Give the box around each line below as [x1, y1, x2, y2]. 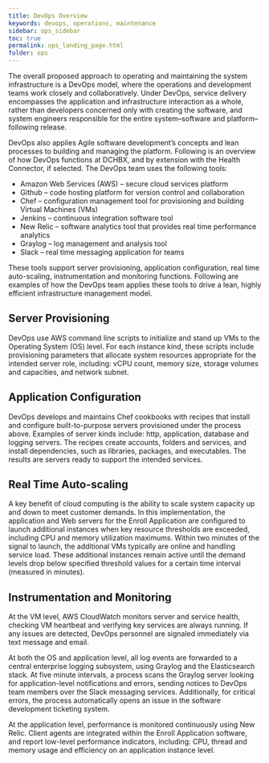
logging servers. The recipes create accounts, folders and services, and [8, 437, 247, 447]
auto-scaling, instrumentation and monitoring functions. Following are [8, 271, 239, 281]
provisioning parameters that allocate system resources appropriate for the [8, 350, 257, 360]
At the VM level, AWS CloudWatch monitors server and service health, [8, 612, 241, 622]
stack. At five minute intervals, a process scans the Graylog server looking [8, 670, 255, 679]
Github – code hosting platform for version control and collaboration [19, 188, 245, 197]
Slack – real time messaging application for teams [19, 247, 185, 257]
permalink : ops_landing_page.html [8, 42, 124, 50]
